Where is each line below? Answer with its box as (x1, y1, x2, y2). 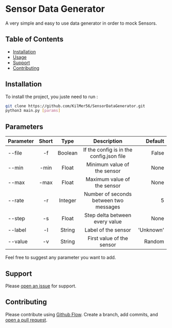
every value (94, 218, 122, 225)
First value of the (88, 235, 128, 242)
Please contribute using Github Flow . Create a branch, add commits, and (5, 311, 158, 317)
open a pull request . (5, 317, 48, 323)
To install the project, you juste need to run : (5, 93, 98, 100)
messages (95, 203, 120, 210)
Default (145, 138, 164, 145)
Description (93, 138, 123, 145)
